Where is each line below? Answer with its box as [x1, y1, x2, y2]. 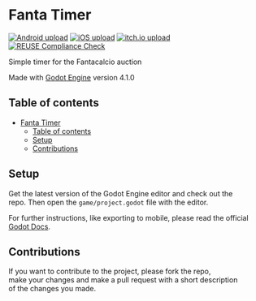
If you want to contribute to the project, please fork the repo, [8, 266, 211, 277]
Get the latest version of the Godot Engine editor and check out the [8, 188, 233, 198]
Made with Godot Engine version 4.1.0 [8, 72, 136, 82]
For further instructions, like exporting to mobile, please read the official [8, 213, 249, 222]
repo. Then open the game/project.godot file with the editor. [8, 197, 209, 207]
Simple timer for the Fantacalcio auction [8, 57, 142, 67]
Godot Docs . [8, 221, 51, 231]
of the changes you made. [8, 284, 97, 294]
